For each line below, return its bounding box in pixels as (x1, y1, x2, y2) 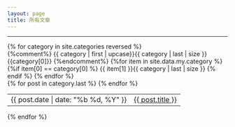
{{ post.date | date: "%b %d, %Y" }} (10, 94, 127, 104)
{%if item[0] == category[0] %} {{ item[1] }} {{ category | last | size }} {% (7, 64, 216, 73)
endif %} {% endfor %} (7, 71, 74, 80)
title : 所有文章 (7, 17, 50, 24)
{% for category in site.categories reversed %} (7, 42, 142, 51)
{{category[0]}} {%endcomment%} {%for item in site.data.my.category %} (7, 57, 223, 65)
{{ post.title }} (134, 94, 177, 104)
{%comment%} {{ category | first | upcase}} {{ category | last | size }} (7, 49, 208, 58)
